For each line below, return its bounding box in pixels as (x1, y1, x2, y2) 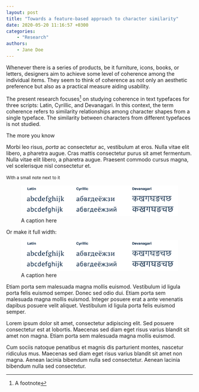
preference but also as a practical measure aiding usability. (6, 83, 150, 90)
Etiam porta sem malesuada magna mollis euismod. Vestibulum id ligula (6, 283, 181, 290)
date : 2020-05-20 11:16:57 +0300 (6, 22, 89, 28)
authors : (6, 41, 28, 47)
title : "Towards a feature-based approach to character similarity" (6, 15, 179, 22)
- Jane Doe (17, 47, 44, 53)
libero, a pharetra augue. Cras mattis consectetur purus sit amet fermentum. (6, 150, 192, 157)
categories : (6, 28, 36, 34)
